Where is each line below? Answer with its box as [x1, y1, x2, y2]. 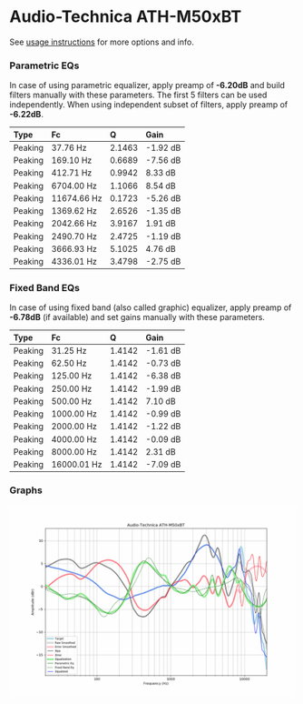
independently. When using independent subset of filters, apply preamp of [9, 99, 288, 110]
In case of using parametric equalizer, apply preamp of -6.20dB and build [9, 80, 286, 91]
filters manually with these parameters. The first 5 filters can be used [9, 89, 268, 101]
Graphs [9, 484, 43, 497]
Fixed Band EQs [9, 281, 80, 294]
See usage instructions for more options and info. [9, 36, 195, 47]
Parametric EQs [9, 59, 80, 72]
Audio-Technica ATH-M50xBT [9, 6, 242, 27]
